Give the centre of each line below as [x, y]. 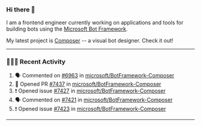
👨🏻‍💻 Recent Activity [36, 62]
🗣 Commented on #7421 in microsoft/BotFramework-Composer [94, 100]
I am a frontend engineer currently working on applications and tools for [95, 23]
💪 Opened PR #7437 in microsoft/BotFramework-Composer [88, 84]
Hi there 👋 [21, 10]
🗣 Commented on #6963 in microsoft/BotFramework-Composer [95, 75]
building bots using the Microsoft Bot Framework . [67, 29]
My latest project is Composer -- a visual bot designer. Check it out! [90, 41]
